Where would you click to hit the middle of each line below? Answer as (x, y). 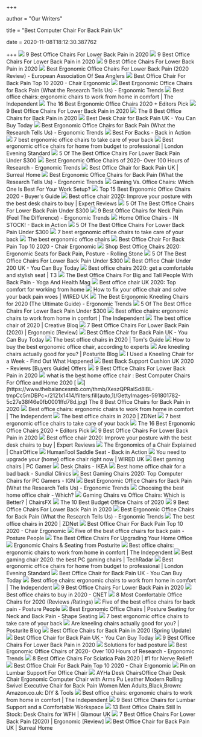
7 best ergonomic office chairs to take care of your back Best (93, 140)
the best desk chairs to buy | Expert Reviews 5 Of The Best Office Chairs (100, 203)
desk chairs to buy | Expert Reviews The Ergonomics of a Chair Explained (101, 445)
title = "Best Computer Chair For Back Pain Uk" (65, 30)
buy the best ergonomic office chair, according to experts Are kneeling (98, 347)
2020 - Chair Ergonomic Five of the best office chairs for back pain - (96, 531)
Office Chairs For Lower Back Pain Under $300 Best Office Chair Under (99, 261)
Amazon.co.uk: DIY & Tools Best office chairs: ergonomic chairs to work (99, 693)
